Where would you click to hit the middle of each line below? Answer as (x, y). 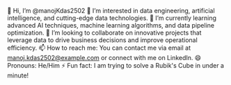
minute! (18, 75)
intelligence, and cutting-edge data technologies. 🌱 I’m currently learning (112, 18)
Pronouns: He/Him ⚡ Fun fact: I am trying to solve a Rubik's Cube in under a (116, 65)
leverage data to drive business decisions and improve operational (103, 40)
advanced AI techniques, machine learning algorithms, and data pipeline (111, 25)
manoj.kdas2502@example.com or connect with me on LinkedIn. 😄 (104, 58)
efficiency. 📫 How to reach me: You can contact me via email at (99, 48)
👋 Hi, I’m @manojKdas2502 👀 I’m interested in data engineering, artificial (111, 11)
